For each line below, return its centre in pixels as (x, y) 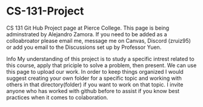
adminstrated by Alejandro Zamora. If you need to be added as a (87, 34)
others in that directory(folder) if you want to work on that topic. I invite (95, 84)
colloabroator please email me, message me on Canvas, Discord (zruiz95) (98, 41)
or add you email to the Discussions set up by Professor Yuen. (84, 47)
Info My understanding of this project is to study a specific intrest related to (101, 59)
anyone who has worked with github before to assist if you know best (93, 91)
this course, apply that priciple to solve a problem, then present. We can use (101, 65)
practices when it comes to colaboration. (57, 97)
